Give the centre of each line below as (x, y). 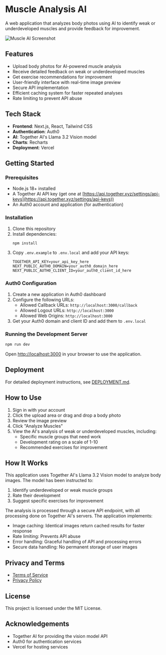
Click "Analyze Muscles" (38, 426)
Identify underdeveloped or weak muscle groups (62, 490)
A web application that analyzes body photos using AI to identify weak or (80, 23)
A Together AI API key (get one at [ (48, 194)
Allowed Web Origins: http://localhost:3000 (66, 316)
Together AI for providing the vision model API (60, 636)
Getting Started (30, 163)
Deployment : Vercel (33, 147)
